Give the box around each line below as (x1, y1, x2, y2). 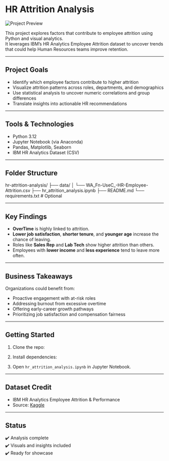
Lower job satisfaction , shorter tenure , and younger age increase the (12, 231, 159, 237)
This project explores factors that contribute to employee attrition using (5, 30, 153, 36)
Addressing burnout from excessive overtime (12, 301, 107, 306)
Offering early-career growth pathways (12, 306, 94, 312)
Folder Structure (5, 168, 58, 177)
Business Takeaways (5, 272, 73, 281)
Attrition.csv (5, 188, 31, 194)
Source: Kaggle (12, 402, 45, 408)
